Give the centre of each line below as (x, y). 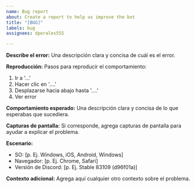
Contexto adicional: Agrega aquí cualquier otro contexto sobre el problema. (98, 179)
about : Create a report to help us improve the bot (70, 17)
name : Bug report (27, 11)
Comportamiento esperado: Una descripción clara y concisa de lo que (92, 108)
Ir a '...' (23, 78)
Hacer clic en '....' (36, 84)
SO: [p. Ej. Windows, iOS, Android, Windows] (69, 155)
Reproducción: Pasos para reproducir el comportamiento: (76, 67)
